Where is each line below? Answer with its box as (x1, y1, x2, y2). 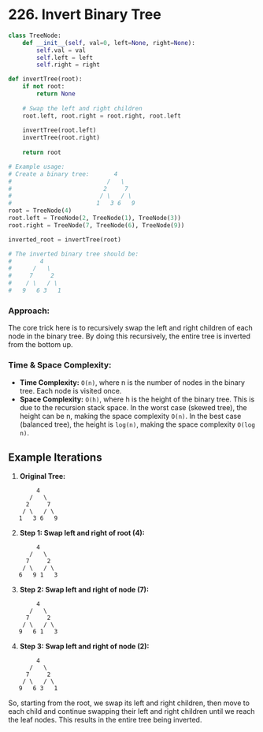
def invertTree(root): (8, 75, 83, 84)
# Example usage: (8, 162, 65, 170)
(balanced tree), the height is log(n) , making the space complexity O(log (19, 420, 256, 429)
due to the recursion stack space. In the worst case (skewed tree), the (19, 402, 247, 412)
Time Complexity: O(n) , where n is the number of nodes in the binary (19, 377, 246, 387)
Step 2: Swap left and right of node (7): (19, 585, 150, 595)
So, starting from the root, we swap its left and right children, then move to (8, 698, 250, 708)
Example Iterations (8, 450, 102, 464)
